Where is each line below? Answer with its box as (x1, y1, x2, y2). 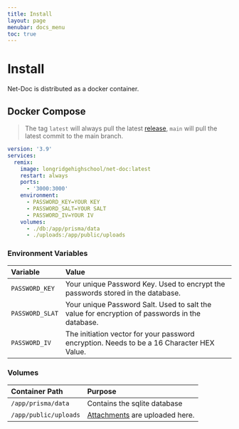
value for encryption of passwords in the (65, 308, 201, 318)
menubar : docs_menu (7, 24, 65, 31)
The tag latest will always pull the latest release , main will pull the (24, 124, 218, 133)
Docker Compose (7, 105, 87, 118)
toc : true (7, 30, 37, 38)
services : (7, 152, 37, 159)
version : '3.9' (7, 145, 53, 153)
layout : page (7, 17, 46, 24)
